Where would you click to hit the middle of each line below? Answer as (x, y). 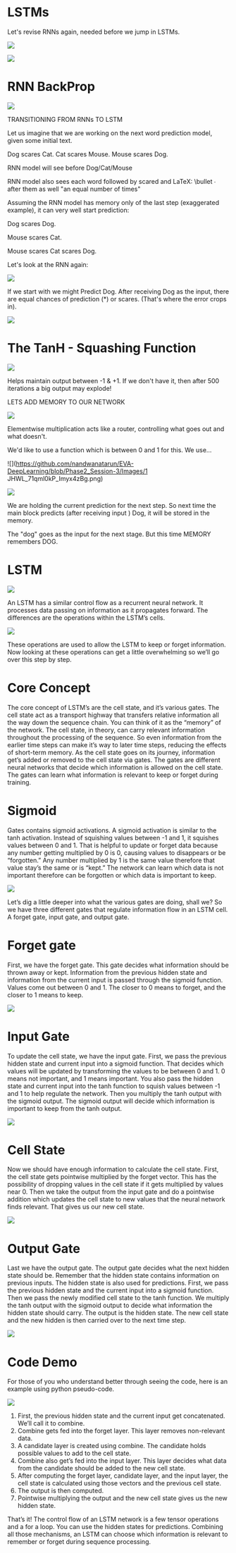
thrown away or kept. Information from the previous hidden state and (107, 972)
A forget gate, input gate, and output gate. (68, 917)
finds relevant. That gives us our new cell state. (76, 1207)
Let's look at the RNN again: (48, 264)
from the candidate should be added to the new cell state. (101, 1468)
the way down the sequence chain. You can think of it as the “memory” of (114, 722)
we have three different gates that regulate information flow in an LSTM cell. (118, 909)
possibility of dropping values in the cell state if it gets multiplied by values (116, 1185)
